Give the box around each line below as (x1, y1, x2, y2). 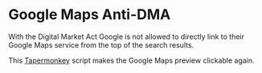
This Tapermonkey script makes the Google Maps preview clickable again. (8, 56, 255, 65)
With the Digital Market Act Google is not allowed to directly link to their (8, 32, 245, 41)
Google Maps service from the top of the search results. (8, 40, 194, 49)
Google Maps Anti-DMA (8, 6, 171, 24)
